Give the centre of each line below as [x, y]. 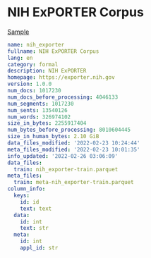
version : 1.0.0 [30, 84]
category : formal [33, 64]
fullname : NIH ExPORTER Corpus [53, 51]
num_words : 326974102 [39, 117]
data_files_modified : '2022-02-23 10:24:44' [74, 143]
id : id [30, 202]
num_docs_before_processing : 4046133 [63, 97]
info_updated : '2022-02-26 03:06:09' [63, 156]
